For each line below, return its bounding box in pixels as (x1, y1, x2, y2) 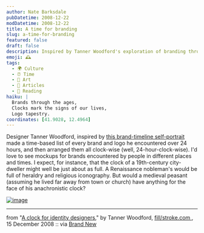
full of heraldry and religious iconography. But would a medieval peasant (6, 172, 188, 179)
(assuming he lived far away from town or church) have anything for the (6, 178, 186, 186)
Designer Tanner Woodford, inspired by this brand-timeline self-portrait (6, 133, 185, 141)
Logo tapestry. (12, 111, 50, 117)
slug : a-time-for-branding (6, 32, 75, 38)
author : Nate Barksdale (6, 9, 67, 15)
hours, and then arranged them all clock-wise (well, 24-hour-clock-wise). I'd (6, 146, 197, 153)
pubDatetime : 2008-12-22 (6, 15, 69, 21)
